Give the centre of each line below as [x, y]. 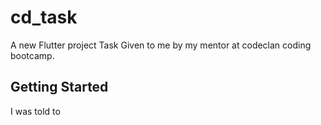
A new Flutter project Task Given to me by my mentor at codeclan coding [161, 45]
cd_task [44, 17]
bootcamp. [32, 55]
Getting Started [59, 87]
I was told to [35, 111]
